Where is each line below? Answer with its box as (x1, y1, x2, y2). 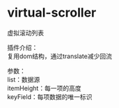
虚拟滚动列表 (7, 28, 44, 37)
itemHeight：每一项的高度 (7, 84, 81, 92)
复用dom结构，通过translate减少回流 (7, 52, 113, 60)
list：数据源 (7, 75, 40, 84)
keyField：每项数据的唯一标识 (7, 92, 93, 101)
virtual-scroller (7, 5, 97, 21)
